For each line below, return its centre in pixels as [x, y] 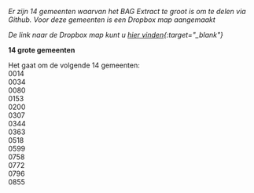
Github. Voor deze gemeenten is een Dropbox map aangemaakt [112, 20]
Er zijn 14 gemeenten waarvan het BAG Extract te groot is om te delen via [127, 11]
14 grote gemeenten [42, 50]
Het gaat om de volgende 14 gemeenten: [74, 65]
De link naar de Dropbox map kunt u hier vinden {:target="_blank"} [116, 35]
